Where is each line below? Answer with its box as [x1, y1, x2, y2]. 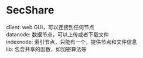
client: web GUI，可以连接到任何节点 [6, 23, 95, 30]
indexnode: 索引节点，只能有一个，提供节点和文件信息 [6, 38, 138, 45]
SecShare [6, 4, 55, 17]
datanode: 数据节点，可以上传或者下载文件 [6, 30, 110, 38]
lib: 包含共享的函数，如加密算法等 [6, 45, 87, 53]
